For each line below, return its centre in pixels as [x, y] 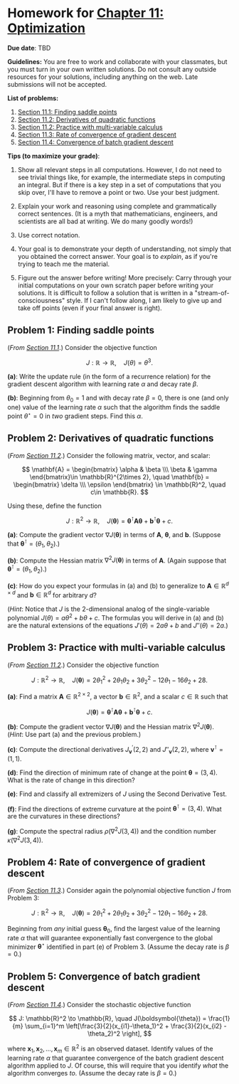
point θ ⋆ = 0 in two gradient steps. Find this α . [75, 415]
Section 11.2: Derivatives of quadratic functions [86, 119]
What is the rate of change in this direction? [71, 780]
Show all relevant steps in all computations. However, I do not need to [119, 169]
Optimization [46, 28]
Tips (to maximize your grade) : [54, 156]
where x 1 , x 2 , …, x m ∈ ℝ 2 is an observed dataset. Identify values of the [110, 1049]
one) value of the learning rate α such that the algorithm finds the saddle [114, 408]
